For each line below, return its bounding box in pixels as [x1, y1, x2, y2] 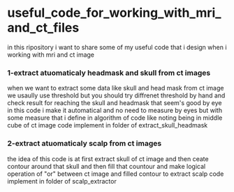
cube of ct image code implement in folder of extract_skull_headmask [7, 121, 208, 130]
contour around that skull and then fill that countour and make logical [7, 162, 206, 170]
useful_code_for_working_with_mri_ [7, 5, 221, 21]
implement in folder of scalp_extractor [7, 177, 117, 185]
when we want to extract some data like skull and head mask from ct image [7, 84, 224, 92]
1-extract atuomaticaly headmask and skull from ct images [7, 68, 211, 78]
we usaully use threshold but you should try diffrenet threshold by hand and [7, 91, 226, 100]
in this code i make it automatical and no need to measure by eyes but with [7, 107, 222, 115]
